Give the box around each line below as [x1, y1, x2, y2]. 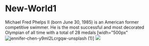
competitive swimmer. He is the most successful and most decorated [5, 24, 145, 30]
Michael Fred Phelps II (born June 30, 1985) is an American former [5, 19, 139, 25]
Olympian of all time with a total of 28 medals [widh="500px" [5, 29, 128, 35]
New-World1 [5, 3, 57, 14]
